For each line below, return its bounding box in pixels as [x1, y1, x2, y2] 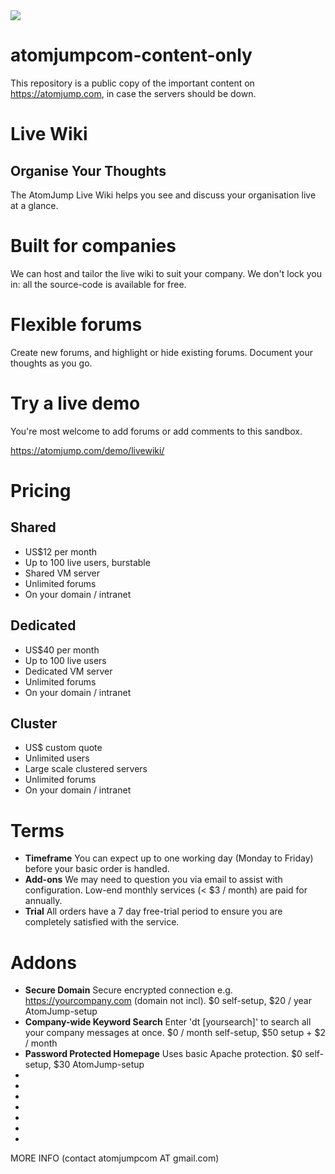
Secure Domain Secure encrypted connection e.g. [24, 984, 233, 996]
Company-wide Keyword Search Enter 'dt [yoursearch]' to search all [24, 1016, 312, 1028]
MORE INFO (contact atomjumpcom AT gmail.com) [10, 1152, 220, 1164]
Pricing [10, 479, 72, 502]
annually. [24, 895, 63, 907]
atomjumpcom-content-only [10, 44, 253, 67]
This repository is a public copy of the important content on [10, 77, 255, 89]
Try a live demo [10, 392, 141, 414]
